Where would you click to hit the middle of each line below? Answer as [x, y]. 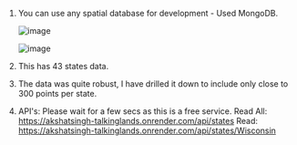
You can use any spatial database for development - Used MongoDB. [148, 13]
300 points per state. [57, 93]
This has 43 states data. [63, 66]
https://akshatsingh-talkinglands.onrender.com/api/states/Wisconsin [147, 130]
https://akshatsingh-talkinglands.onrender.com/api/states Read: [138, 121]
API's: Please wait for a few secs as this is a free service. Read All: [143, 111]
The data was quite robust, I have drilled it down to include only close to [153, 84]
